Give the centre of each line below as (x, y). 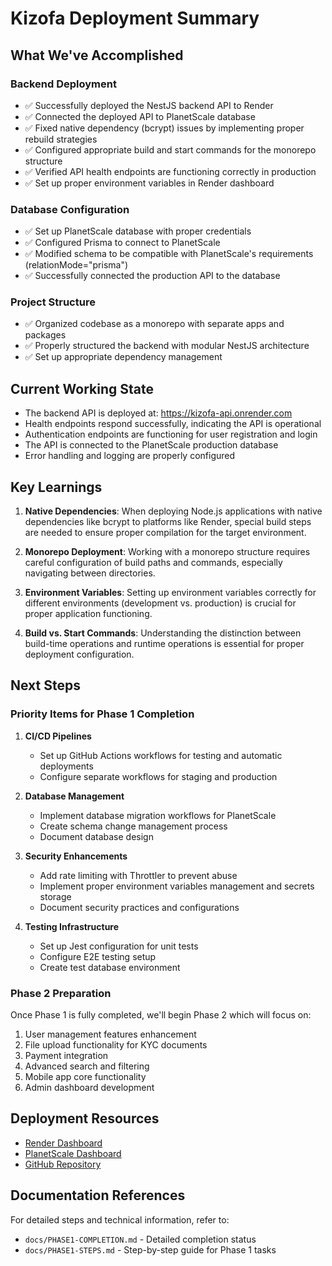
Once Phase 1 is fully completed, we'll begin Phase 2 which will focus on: (161, 1015)
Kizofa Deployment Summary (135, 18)
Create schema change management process (133, 826)
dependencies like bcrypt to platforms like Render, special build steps (168, 522)
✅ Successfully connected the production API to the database (152, 276)
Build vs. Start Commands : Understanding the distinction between (163, 633)
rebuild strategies (61, 139)
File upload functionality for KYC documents (116, 1045)
